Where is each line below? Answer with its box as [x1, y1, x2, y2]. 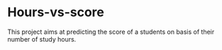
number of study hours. [7, 35, 77, 43]
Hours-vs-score [7, 4, 104, 20]
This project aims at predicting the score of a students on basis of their [7, 27, 215, 36]
